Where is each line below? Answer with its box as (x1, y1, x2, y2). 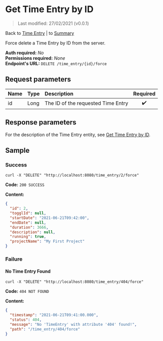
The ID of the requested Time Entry (45, 100, 129, 107)
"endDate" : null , (10, 220, 47, 225)
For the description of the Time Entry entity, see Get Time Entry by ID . (5, 132, 151, 138)
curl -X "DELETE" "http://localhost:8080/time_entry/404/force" (5, 279, 144, 284)
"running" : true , (10, 234, 47, 239)
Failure (5, 255, 23, 263)
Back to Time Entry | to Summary (5, 30, 74, 36)
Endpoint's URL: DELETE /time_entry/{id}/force (5, 60, 107, 66)
